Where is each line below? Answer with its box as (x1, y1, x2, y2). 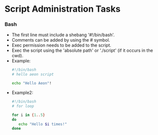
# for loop (11, 104, 34, 109)
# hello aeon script (11, 72, 54, 77)
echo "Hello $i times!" (18, 121, 67, 127)
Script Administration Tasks (4, 3, 121, 15)
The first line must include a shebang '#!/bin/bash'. (11, 32, 115, 38)
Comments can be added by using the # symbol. (11, 37, 110, 43)
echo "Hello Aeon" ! (11, 81, 52, 86)
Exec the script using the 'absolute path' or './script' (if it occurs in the (11, 47, 153, 53)
